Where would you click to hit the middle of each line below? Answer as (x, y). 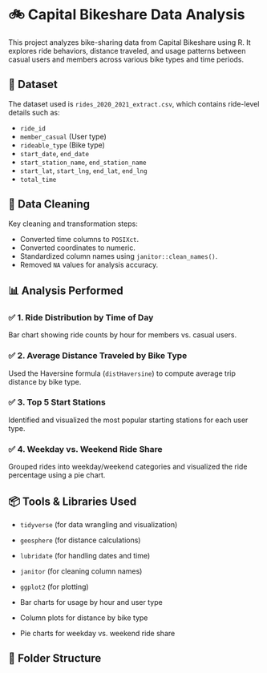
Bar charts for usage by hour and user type (91, 602)
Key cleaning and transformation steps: (73, 224)
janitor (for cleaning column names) (81, 571)
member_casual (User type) (63, 136)
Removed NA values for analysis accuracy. (89, 264)
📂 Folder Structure (55, 658)
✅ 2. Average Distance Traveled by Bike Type (98, 356)
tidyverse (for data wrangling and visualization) (99, 524)
